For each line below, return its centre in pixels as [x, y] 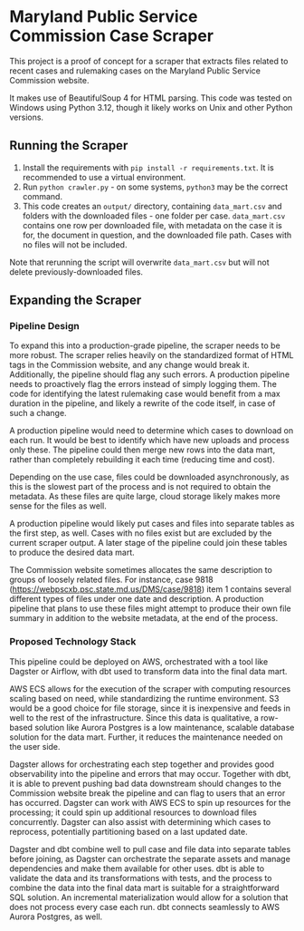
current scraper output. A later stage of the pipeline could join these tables [148, 543]
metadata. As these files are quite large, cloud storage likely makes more [145, 497]
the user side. [35, 746]
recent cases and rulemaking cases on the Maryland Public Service [135, 71]
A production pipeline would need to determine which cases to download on [152, 431]
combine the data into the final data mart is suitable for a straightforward [144, 887]
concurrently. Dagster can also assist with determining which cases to [140, 821]
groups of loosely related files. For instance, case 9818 [112, 580]
